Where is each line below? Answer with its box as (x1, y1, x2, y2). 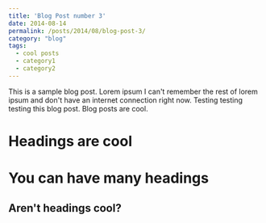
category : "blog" (8, 34, 67, 43)
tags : (8, 42, 27, 50)
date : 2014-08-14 (8, 19, 67, 27)
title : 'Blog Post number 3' (8, 11, 106, 20)
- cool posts (15, 49, 60, 57)
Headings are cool (8, 132, 133, 150)
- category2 (15, 65, 56, 73)
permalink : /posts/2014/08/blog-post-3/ (8, 27, 147, 35)
